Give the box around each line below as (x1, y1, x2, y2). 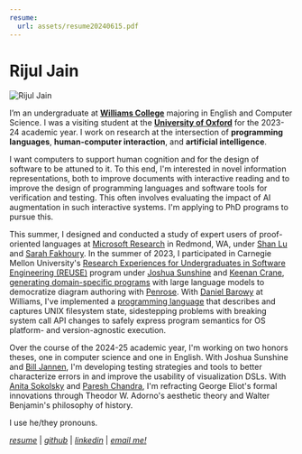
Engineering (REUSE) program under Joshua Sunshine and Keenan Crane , (9, 267, 285, 278)
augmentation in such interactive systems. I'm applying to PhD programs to (9, 202, 288, 213)
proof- (258, 229, 283, 240)
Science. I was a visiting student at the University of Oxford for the (9, 117, 260, 128)
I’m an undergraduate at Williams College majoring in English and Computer (9, 107, 293, 118)
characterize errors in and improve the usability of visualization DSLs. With (9, 371, 287, 382)
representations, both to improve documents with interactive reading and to (9, 173, 290, 184)
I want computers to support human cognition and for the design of (9, 154, 260, 165)
